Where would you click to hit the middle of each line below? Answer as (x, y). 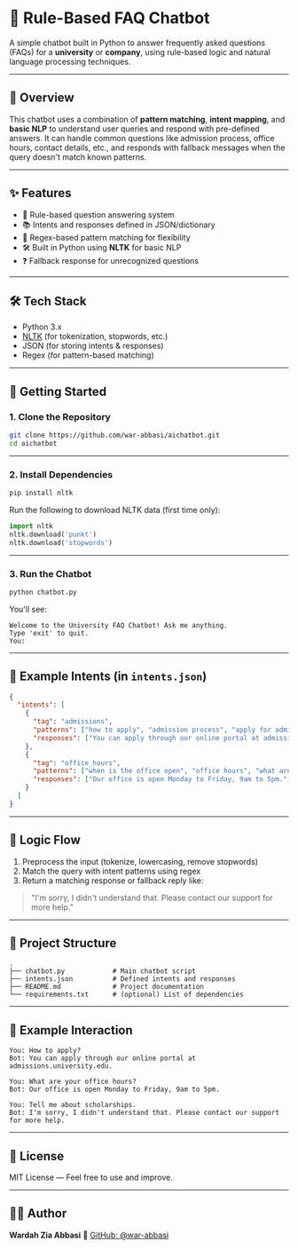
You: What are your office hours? (73, 1082)
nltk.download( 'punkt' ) (53, 534)
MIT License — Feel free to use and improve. (91, 1178)
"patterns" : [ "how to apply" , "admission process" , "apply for (152, 730)
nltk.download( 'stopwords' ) (61, 542)
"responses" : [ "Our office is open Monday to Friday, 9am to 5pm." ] (162, 779)
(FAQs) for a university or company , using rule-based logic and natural (140, 51)
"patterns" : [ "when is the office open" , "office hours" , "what (154, 771)
